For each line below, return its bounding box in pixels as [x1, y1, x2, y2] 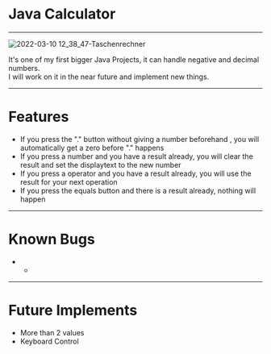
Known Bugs [8, 231, 95, 248]
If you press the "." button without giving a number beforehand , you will [19, 134, 260, 144]
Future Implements [8, 302, 138, 319]
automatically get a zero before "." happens [19, 143, 165, 152]
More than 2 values [19, 327, 85, 337]
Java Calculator [8, 5, 116, 23]
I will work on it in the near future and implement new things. [8, 72, 210, 81]
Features [8, 108, 69, 126]
